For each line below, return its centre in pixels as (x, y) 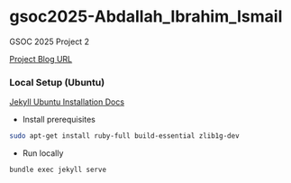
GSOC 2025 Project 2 (50, 41)
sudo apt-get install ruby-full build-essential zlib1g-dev (125, 136)
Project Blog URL (41, 59)
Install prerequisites (59, 120)
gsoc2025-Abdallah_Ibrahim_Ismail (146, 17)
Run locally (43, 153)
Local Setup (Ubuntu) (57, 82)
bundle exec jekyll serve (58, 170)
